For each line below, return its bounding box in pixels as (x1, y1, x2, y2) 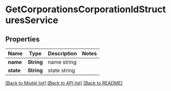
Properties (5, 35, 40, 43)
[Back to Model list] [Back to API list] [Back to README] (5, 80, 123, 86)
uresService (5, 14, 58, 26)
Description (48, 50, 77, 57)
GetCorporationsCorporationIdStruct (5, 4, 166, 15)
